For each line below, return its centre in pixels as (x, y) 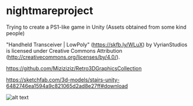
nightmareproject (50, 11)
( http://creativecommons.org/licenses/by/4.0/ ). (63, 57)
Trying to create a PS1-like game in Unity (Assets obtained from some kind (96, 27)
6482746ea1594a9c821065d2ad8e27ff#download (67, 86)
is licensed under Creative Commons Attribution (64, 50)
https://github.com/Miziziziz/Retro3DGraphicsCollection (74, 68)
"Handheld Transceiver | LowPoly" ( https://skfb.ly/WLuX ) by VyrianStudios (97, 45)
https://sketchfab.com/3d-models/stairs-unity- (63, 80)
